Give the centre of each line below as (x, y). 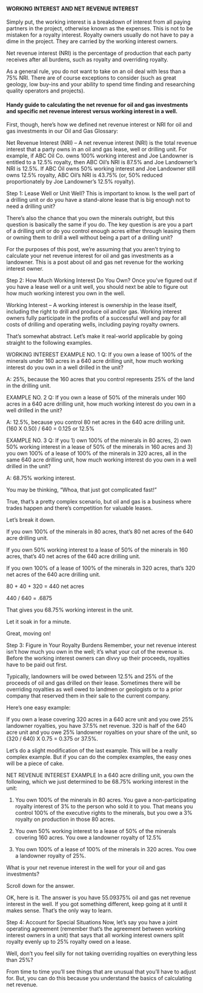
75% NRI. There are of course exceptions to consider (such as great (92, 78)
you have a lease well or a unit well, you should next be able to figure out (97, 287)
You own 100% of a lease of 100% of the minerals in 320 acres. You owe (106, 849)
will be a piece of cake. (35, 764)
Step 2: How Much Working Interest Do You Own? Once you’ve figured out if (102, 280)
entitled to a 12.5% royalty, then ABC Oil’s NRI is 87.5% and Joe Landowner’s (102, 162)
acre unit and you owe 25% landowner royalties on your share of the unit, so (101, 732)
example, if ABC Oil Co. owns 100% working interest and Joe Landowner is (100, 156)
